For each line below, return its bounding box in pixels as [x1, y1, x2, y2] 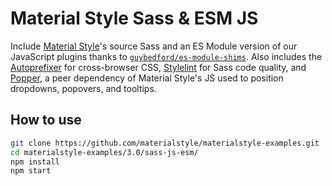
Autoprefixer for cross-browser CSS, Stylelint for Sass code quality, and [10, 61, 307, 73]
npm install [10, 157, 60, 167]
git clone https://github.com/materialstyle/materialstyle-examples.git [10, 138, 320, 148]
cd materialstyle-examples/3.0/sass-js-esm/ [10, 147, 199, 157]
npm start [10, 166, 52, 176]
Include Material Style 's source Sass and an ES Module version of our [10, 40, 298, 52]
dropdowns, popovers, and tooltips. [10, 82, 157, 94]
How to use [10, 112, 82, 129]
